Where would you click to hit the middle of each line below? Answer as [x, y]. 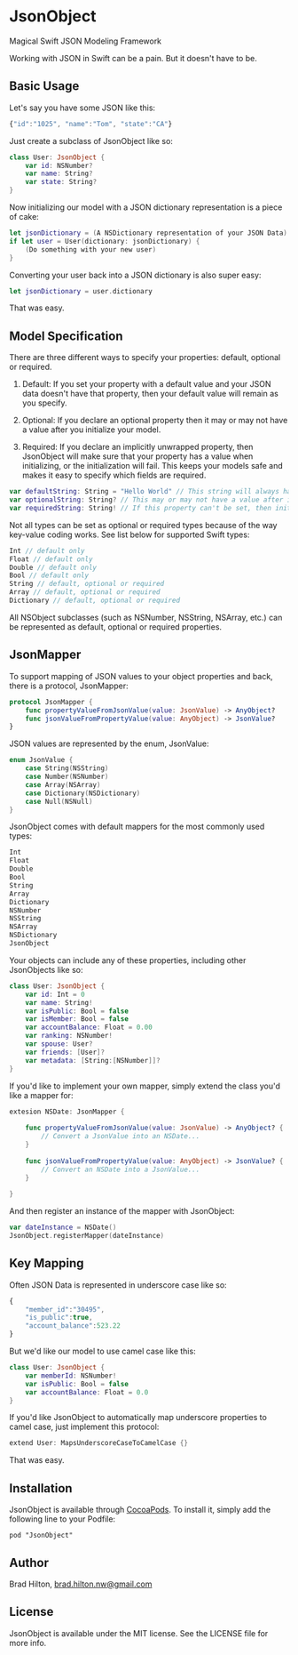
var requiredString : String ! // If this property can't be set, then [141, 508]
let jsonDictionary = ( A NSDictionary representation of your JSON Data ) [149, 233]
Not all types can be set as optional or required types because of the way [143, 525]
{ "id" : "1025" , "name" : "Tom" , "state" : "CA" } [91, 124]
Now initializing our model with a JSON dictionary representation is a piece [146, 207]
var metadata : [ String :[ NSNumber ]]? [93, 1060]
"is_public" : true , [59, 1318]
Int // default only [47, 550]
